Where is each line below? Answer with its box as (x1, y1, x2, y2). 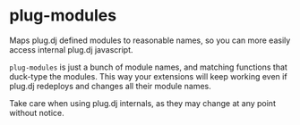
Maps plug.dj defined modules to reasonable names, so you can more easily (9, 35, 291, 46)
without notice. (9, 107, 64, 118)
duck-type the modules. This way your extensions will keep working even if (9, 71, 288, 81)
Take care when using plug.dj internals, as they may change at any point (9, 97, 276, 108)
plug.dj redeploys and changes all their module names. (9, 80, 212, 91)
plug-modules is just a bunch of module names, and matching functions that (9, 62, 288, 72)
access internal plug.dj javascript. (9, 44, 133, 54)
